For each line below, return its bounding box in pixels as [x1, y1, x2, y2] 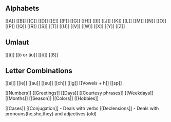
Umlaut [5, 38, 29, 47]
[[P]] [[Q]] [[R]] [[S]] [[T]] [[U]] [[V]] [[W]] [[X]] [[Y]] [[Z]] [5, 23, 125, 29]
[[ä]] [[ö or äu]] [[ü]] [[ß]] [5, 51, 59, 58]
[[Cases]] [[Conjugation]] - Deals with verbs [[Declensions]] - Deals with [5, 105, 159, 112]
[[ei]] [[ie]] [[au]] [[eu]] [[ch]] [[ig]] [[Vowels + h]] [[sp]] [5, 80, 122, 86]
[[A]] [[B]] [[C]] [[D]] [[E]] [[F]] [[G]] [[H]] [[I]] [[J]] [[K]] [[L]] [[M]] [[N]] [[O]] [5, 17, 167, 24]
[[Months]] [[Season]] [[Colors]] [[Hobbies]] [5, 95, 99, 101]
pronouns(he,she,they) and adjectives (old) [5, 111, 97, 117]
